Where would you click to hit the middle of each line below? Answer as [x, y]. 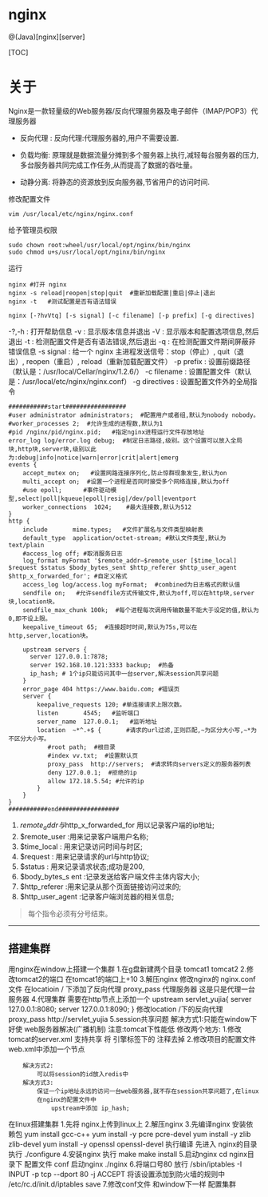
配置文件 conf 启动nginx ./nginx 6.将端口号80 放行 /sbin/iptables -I [133, 1164]
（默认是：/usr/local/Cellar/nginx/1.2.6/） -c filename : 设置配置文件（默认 [130, 371]
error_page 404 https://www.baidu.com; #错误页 [101, 689]
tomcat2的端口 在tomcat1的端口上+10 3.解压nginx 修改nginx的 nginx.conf [135, 979]
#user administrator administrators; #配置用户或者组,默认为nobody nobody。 [134, 415]
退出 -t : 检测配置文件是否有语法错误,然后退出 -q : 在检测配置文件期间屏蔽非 [132, 341]
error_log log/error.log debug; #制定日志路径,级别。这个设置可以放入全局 [126, 440]
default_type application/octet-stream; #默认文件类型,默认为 [124, 538]
